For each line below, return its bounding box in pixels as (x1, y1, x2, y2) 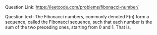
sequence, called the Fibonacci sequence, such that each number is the (5, 19, 153, 25)
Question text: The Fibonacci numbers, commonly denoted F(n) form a (5, 14, 150, 19)
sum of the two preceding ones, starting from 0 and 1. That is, (5, 24, 131, 30)
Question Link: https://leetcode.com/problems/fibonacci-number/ (5, 4, 139, 10)
